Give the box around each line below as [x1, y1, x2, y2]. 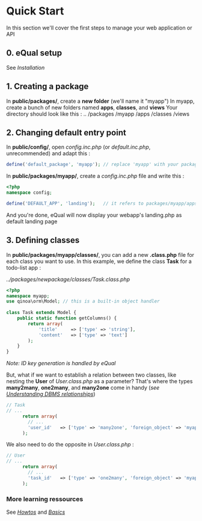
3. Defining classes [6, 235, 80, 245]
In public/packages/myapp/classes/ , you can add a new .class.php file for [6, 251, 194, 258]
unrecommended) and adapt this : [6, 150, 91, 157]
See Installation [6, 64, 45, 71]
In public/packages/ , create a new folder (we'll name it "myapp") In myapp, [6, 97, 195, 105]
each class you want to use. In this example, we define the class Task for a [6, 257, 192, 265]
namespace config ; [6, 190, 52, 196]
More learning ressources [6, 495, 84, 503]
